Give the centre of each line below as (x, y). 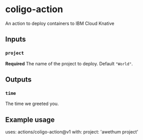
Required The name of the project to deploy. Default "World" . (69, 63)
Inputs (16, 39)
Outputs (19, 80)
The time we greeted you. (32, 104)
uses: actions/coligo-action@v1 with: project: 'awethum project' (72, 132)
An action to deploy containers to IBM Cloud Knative (60, 23)
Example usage (30, 119)
